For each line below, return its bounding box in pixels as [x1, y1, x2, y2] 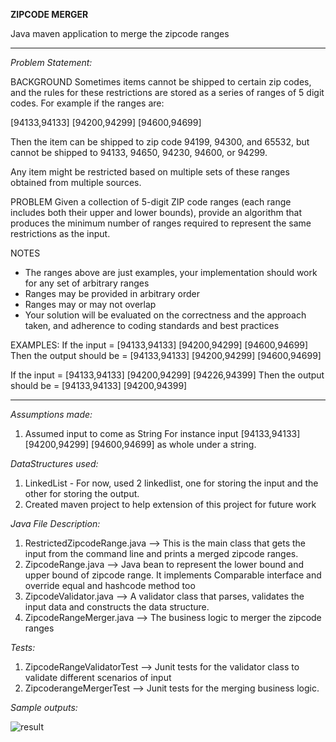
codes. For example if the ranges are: [10, 97, 165, 109]
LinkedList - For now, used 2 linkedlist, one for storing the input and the [24, 477, 319, 489]
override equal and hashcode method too [24, 580, 196, 591]
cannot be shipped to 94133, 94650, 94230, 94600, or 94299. [10, 147, 268, 158]
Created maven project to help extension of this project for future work [24, 499, 317, 510]
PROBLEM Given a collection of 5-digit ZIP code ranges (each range [10, 196, 292, 208]
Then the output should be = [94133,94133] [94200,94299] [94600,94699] [10, 350, 322, 361]
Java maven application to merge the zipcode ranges [10, 28, 230, 39]
